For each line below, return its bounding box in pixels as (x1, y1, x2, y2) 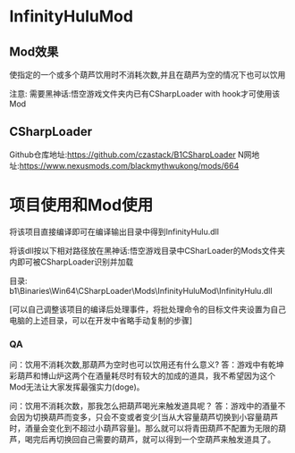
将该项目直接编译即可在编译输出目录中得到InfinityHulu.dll (9, 226, 219, 237)
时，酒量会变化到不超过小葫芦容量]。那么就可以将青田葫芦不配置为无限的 (9, 423, 279, 434)
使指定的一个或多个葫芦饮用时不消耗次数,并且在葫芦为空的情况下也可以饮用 (9, 70, 286, 80)
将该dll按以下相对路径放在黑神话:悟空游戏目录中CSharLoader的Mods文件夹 (9, 245, 286, 256)
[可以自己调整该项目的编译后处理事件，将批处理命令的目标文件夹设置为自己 (9, 304, 287, 315)
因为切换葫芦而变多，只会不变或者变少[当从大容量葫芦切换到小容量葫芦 (16, 412, 279, 423)
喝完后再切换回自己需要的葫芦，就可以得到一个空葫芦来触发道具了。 (24, 434, 275, 445)
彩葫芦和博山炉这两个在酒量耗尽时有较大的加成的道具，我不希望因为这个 (9, 371, 275, 382)
